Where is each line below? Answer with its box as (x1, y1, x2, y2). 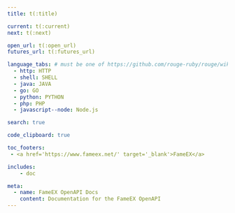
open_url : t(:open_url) (7, 42, 77, 49)
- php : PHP (13, 100, 45, 107)
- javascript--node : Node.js (13, 106, 99, 114)
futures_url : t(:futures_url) (7, 48, 96, 56)
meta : (7, 182, 23, 189)
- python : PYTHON (13, 94, 64, 101)
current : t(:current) (7, 22, 71, 30)
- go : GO (13, 87, 39, 94)
